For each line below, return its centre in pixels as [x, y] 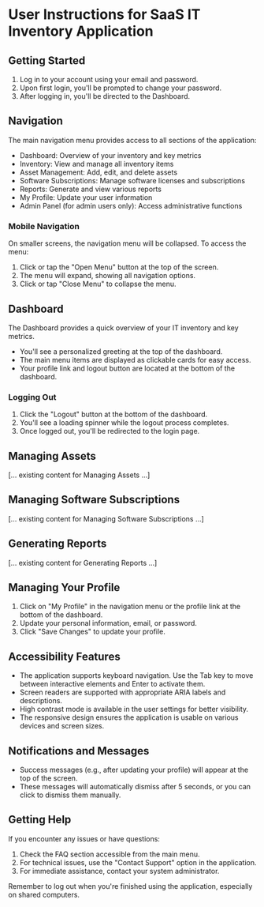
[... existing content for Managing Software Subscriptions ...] [106, 518]
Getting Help [40, 820]
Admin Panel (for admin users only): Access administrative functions [131, 205]
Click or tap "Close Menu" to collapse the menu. [98, 284]
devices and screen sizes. [62, 726]
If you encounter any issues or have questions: [84, 838]
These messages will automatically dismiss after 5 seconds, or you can [135, 787]
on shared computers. [44, 894]
